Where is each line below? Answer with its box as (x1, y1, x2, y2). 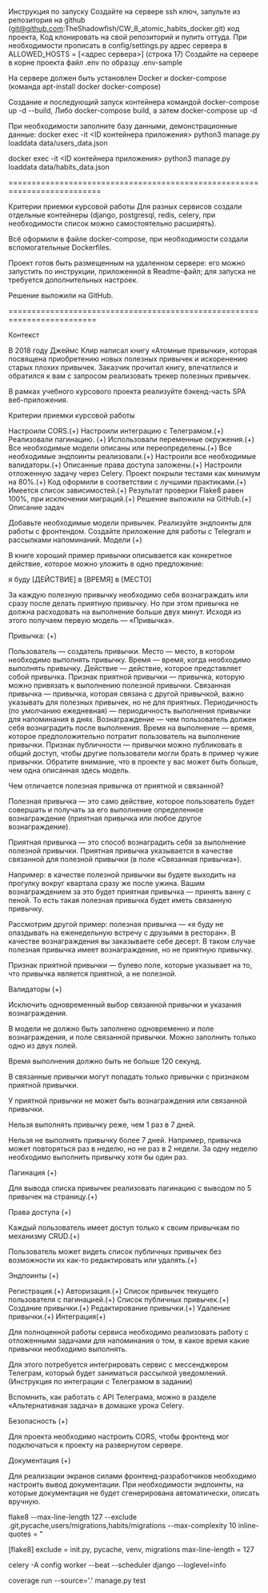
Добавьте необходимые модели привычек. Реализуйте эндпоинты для (8, 518, 252, 527)
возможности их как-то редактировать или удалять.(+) (8, 1256, 198, 1264)
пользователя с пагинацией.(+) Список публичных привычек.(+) (8, 1295, 230, 1304)
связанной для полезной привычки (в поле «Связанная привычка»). (8, 855, 242, 864)
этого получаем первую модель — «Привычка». (8, 616, 174, 625)
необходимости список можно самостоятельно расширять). (8, 219, 217, 228)
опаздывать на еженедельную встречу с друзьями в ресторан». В (8, 928, 236, 937)
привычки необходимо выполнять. (8, 1344, 128, 1354)
